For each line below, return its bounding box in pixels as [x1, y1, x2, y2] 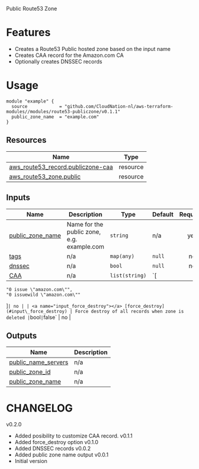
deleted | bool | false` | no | [6, 314, 71, 321]
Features [6, 26, 51, 39]
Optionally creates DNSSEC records [14, 58, 102, 65]
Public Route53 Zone [6, 5, 57, 12]
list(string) [110, 272, 147, 279]
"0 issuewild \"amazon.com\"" [6, 292, 81, 298]
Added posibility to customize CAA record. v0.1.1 [14, 432, 133, 439]
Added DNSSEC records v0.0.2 [14, 445, 91, 452]
